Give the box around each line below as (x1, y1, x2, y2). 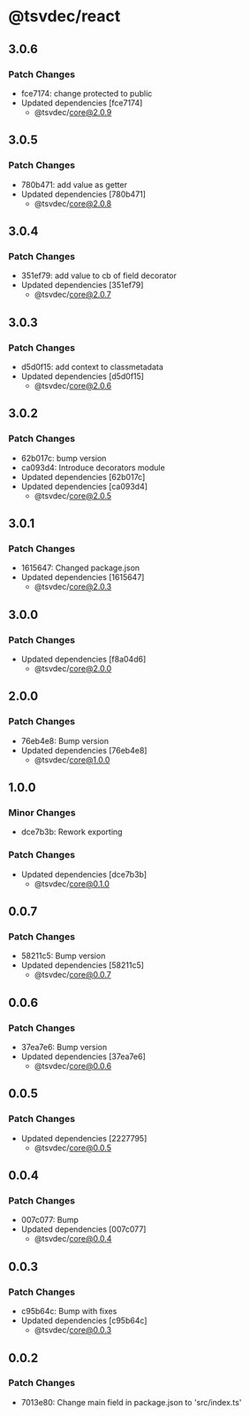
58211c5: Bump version (20, 950, 106, 962)
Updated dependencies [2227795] (20, 1133, 148, 1143)
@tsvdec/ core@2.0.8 (34, 197, 112, 209)
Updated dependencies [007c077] (20, 1224, 147, 1234)
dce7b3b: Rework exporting (20, 826, 123, 838)
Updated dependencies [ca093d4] (20, 481, 148, 491)
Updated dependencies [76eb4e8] (20, 745, 148, 755)
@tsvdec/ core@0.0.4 (34, 1234, 112, 1244)
